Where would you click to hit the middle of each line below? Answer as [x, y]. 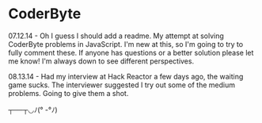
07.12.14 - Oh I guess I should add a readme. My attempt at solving [116, 36]
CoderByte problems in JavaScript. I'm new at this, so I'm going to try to [126, 44]
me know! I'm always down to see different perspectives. [101, 61]
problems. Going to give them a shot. [68, 93]
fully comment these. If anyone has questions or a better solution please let [131, 52]
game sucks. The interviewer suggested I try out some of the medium [122, 85]
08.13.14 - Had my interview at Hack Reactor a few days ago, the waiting [126, 76]
